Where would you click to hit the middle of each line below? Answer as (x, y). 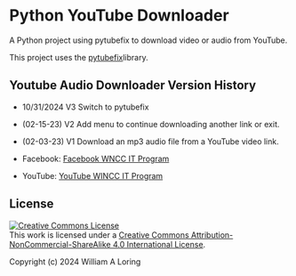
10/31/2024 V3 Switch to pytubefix (85, 107)
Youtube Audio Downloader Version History (132, 85)
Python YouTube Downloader (119, 16)
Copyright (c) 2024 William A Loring (75, 261)
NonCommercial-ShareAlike (60, 244)
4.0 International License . (159, 244)
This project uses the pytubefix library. (79, 57)
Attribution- (212, 235)
